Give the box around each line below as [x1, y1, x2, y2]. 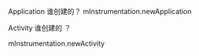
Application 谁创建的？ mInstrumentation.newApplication [8, 7, 192, 16]
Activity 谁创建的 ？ [8, 23, 72, 33]
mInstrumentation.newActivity [8, 39, 105, 48]
